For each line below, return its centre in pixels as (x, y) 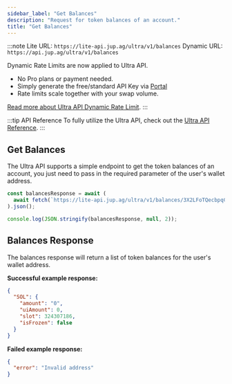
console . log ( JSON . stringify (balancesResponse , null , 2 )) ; (92, 219)
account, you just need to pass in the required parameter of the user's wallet (116, 174)
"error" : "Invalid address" (54, 368)
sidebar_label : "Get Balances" (52, 13)
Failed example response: (45, 349)
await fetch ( (32, 200)
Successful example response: (52, 278)
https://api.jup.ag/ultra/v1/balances (63, 53)
